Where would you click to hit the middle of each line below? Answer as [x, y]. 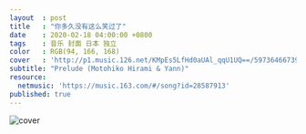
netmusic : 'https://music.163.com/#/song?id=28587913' [124, 86]
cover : [28, 60]
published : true [40, 94]
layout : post [38, 18]
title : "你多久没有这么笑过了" [68, 26]
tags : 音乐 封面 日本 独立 [63, 43]
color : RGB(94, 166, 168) [65, 52]
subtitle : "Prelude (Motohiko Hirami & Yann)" [99, 69]
